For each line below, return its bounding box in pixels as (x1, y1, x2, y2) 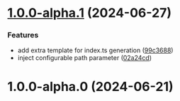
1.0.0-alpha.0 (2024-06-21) (7, 78, 174, 95)
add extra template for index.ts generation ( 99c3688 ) (17, 46, 174, 54)
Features (7, 30, 39, 40)
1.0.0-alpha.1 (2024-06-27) (7, 5, 172, 21)
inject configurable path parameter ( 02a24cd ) (17, 54, 152, 62)
